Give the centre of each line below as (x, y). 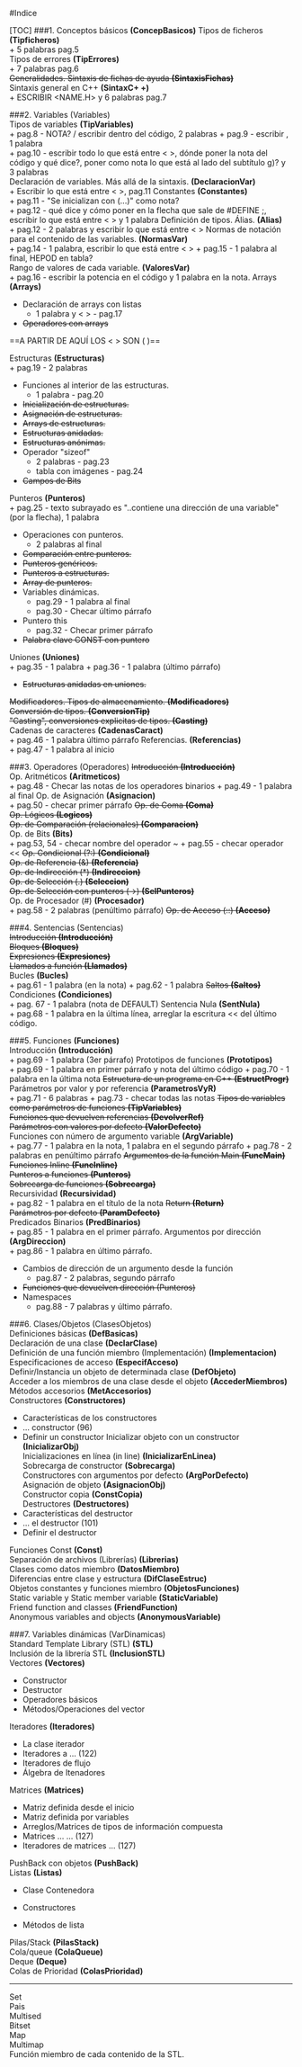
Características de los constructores (89, 1418)
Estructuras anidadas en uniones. (84, 684)
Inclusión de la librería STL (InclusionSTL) (88, 1653)
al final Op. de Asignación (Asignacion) (82, 796)
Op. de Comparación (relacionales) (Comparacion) (104, 824)
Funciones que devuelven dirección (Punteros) (109, 1287)
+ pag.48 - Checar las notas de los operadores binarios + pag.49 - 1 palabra (151, 786)
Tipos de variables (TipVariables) (72, 124)
